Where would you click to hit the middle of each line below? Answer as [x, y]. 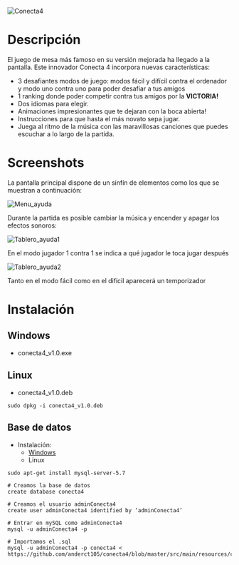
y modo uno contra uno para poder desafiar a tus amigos [101, 88]
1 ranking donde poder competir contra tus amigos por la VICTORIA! [118, 96]
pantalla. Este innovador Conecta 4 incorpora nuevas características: [108, 67]
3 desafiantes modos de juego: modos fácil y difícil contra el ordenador [122, 81]
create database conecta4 [46, 492]
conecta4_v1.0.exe [45, 352]
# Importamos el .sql [39, 541]
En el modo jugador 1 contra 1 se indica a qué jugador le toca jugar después [118, 253]
